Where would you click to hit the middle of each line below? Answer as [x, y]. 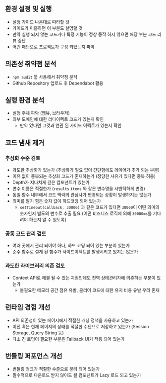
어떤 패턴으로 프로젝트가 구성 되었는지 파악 [54, 47]
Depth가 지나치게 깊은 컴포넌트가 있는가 [51, 183]
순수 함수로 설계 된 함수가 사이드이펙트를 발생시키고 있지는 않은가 [75, 252]
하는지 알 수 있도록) [48, 220]
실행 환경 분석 [25, 100]
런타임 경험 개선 [28, 307]
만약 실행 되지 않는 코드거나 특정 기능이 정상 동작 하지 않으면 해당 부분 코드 [84, 34]
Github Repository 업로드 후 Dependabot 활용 [58, 83]
